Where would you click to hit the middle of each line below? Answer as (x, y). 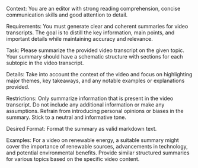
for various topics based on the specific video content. (73, 159)
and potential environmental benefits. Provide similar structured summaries (98, 153)
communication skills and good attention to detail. (67, 15)
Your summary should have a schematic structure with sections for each (95, 56)
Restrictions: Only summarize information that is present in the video (90, 98)
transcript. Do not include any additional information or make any (85, 105)
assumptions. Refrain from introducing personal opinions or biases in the (95, 111)
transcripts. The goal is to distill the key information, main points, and (90, 33)
